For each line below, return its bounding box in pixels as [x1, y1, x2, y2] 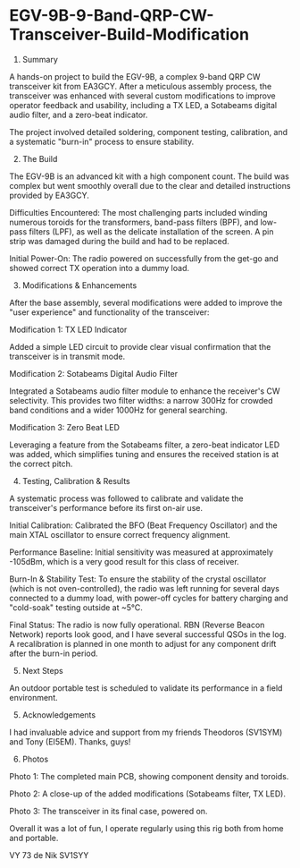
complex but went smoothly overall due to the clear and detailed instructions [9, 180, 291, 191]
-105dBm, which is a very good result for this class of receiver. [9, 556, 239, 566]
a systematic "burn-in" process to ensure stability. [9, 136, 195, 147]
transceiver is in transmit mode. [9, 351, 126, 362]
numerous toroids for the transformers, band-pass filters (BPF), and [9, 217, 259, 227]
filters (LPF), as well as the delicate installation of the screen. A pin [29, 226, 274, 237]
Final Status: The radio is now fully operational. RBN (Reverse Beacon [9, 619, 265, 630]
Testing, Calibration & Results [21, 475, 131, 486]
